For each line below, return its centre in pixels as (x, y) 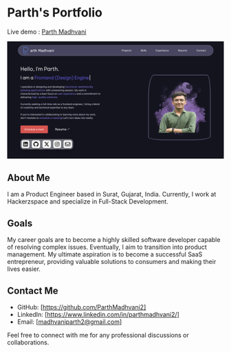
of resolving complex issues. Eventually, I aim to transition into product (107, 247)
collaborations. (28, 342)
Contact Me (33, 290)
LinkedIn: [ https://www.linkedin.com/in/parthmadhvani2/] (98, 315)
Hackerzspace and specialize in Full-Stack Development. (88, 201)
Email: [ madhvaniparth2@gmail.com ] (69, 322)
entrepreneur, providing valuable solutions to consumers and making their (112, 262)
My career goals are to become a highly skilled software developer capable (114, 240)
